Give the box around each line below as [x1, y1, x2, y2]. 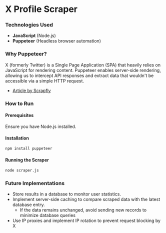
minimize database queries [19, 212, 76, 218]
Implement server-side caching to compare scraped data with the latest [12, 196, 160, 202]
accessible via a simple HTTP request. [5, 77, 84, 83]
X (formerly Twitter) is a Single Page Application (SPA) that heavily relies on [5, 61, 161, 68]
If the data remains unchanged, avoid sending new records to [19, 207, 146, 213]
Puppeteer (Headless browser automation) [12, 38, 101, 44]
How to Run [5, 100, 34, 107]
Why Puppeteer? [5, 50, 47, 57]
